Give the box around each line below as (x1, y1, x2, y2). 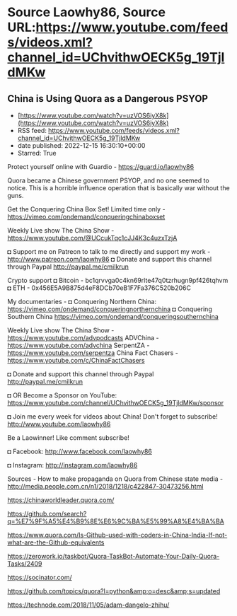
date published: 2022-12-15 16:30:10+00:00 (17, 141, 146, 149)
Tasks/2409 (7, 559, 42, 568)
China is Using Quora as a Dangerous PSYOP (7, 93, 209, 105)
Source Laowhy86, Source (7, 4, 166, 21)
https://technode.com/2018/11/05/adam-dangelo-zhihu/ (7, 600, 170, 609)
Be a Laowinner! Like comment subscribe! (7, 434, 129, 442)
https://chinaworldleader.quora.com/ (7, 496, 115, 504)
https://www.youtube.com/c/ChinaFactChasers (7, 356, 145, 364)
